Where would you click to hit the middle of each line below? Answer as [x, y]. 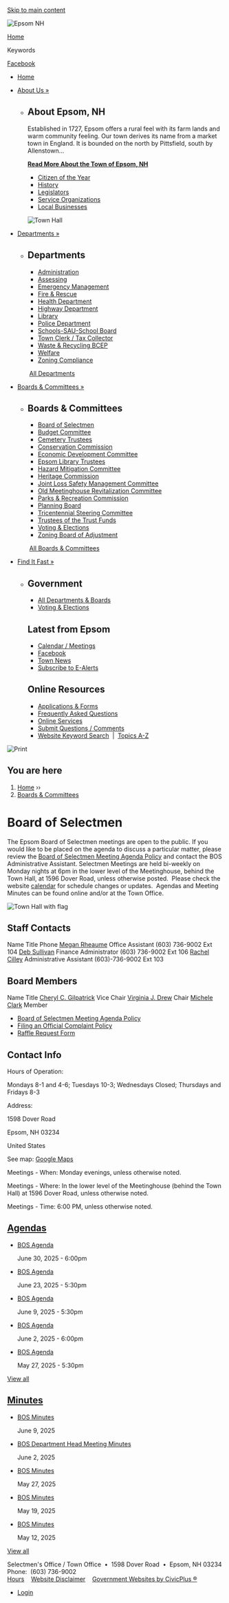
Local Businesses [63, 207]
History [48, 184]
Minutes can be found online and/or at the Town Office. [85, 893]
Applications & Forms [68, 706]
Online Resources [66, 690]
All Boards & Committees [64, 548]
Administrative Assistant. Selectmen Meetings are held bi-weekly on [104, 863]
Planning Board [59, 506]
